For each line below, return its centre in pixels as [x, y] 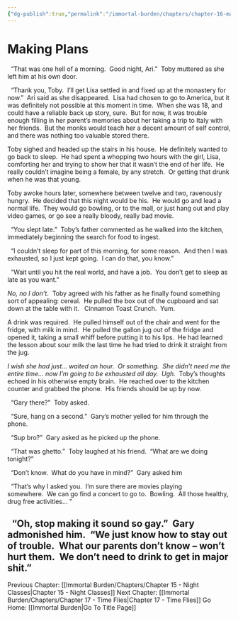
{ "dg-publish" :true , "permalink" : [57, 14]
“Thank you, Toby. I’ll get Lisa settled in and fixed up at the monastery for [118, 90]
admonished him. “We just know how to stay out [118, 534]
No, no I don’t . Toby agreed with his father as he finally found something [114, 293]
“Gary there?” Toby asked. [50, 402]
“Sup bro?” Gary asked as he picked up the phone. [85, 437]
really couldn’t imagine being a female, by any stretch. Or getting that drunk [118, 172]
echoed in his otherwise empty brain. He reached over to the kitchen [108, 381]
